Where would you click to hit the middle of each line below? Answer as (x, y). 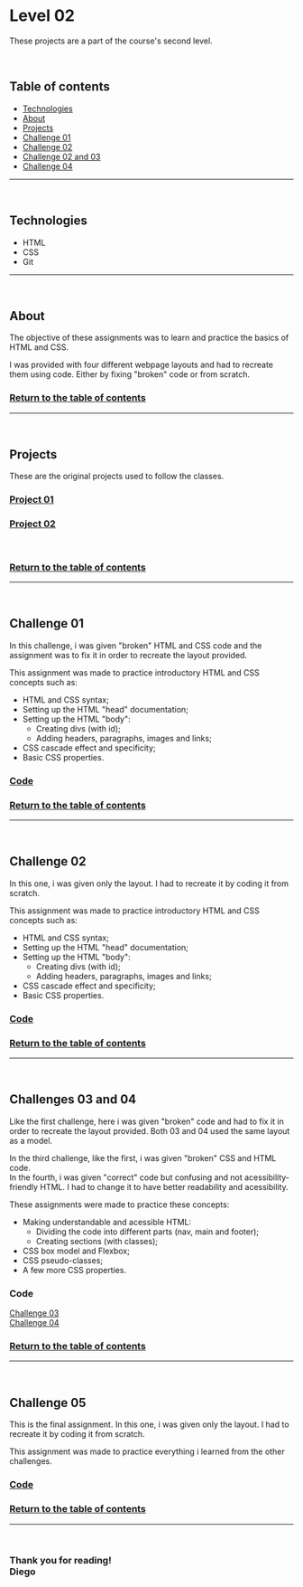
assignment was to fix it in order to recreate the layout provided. (129, 655)
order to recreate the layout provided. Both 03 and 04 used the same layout (150, 1130)
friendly (24, 1186)
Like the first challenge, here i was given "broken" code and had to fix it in (147, 1121)
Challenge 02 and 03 (61, 156)
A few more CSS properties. (74, 1270)
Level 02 (42, 16)
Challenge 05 (48, 1403)
